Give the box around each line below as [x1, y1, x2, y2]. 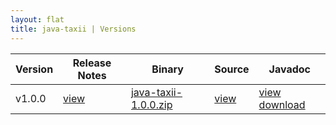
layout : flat [10, 14, 65, 25]
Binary [151, 62, 184, 76]
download [258, 97, 306, 111]
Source [214, 62, 250, 76]
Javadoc [268, 62, 311, 76]
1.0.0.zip [130, 97, 173, 111]
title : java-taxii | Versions [10, 24, 137, 34]
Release [72, 56, 112, 70]
